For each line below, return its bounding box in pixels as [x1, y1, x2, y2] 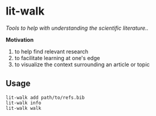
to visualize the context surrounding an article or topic [14, 61, 150, 68]
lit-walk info [5, 100, 42, 106]
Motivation [5, 36, 34, 43]
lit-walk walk [5, 105, 42, 111]
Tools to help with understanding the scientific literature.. [5, 24, 149, 32]
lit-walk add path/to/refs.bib [5, 94, 85, 101]
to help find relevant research [14, 47, 89, 55]
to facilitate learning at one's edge [14, 54, 101, 61]
